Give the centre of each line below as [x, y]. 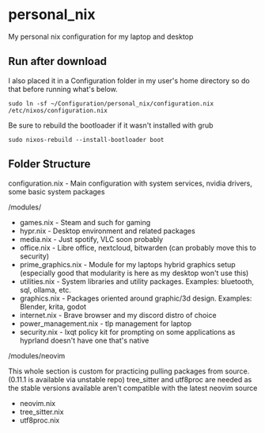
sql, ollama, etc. [45, 289]
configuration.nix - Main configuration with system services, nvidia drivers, [131, 183]
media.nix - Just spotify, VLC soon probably [91, 239]
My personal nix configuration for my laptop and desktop [101, 36]
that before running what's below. [63, 89]
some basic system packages [57, 191]
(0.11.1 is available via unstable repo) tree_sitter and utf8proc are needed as [130, 379]
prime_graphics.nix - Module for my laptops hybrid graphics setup [127, 264]
